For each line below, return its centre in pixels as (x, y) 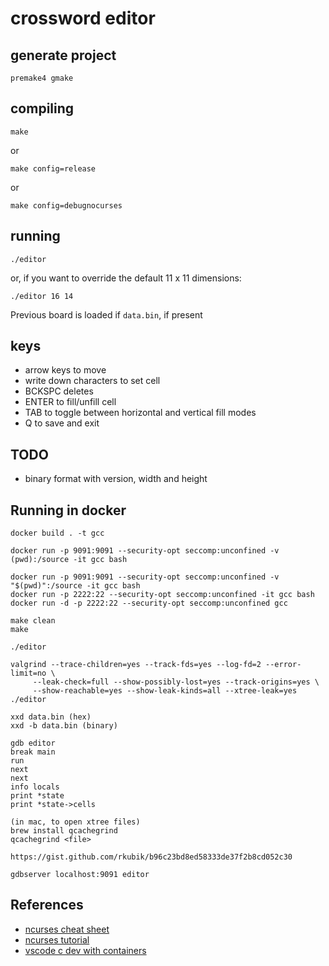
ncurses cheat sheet (67, 929)
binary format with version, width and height (116, 479)
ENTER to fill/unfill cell (70, 402)
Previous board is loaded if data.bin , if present (106, 314)
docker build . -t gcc (57, 533)
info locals (35, 787)
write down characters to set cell (92, 381)
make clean (33, 621)
